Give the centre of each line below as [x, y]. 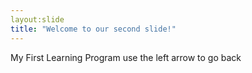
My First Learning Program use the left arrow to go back [126, 57]
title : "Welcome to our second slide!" [93, 29]
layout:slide [37, 19]
